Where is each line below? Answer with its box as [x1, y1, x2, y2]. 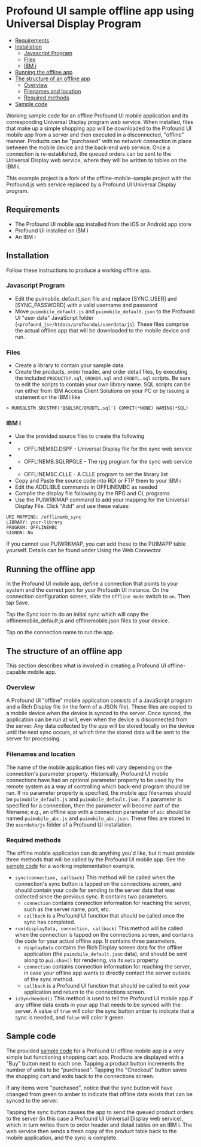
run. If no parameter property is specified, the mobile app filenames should [6, 789, 191, 796]
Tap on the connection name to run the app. [6, 629, 115, 636]
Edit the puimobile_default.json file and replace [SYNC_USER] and [14, 295, 177, 302]
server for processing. [6, 735, 61, 742]
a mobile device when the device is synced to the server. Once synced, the [6, 710, 191, 717]
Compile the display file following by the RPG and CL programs [14, 490, 170, 497]
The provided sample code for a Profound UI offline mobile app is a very [6, 1047, 184, 1054]
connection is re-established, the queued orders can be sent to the [6, 150, 172, 157]
